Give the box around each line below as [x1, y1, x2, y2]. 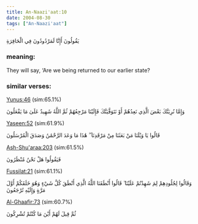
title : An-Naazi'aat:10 [6, 9, 67, 15]
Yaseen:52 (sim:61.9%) [6, 119, 65, 126]
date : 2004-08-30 [6, 15, 51, 21]
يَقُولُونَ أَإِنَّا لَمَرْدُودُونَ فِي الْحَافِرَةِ [6, 37, 80, 45]
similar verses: [6, 82, 51, 90]
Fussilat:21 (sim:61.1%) [6, 167, 63, 175]
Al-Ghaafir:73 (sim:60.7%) [6, 198, 73, 206]
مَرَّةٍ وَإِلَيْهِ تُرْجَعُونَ [6, 186, 46, 193]
